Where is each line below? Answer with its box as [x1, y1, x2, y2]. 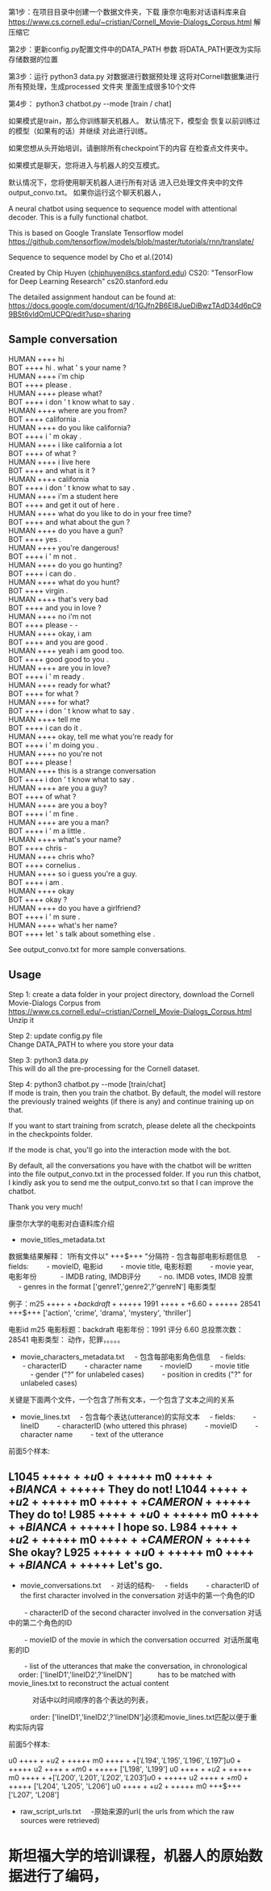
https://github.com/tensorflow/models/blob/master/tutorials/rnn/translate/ [8, 237, 254, 246]
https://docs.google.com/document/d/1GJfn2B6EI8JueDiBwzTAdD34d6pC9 [8, 301, 262, 310]
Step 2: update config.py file [8, 1030, 103, 1040]
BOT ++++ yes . [8, 534, 62, 543]
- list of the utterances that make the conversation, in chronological [23, 1662, 248, 1671]
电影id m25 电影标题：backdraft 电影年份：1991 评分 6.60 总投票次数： [8, 1324, 244, 1334]
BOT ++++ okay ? [8, 895, 68, 904]
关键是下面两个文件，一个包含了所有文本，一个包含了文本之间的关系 [8, 1394, 235, 1404]
